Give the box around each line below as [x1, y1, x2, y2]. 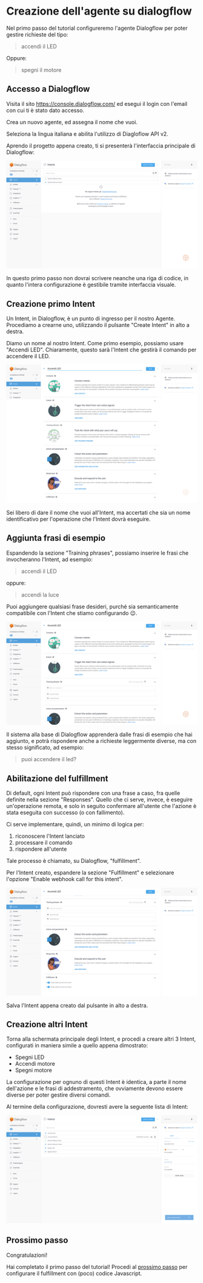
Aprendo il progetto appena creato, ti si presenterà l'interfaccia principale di [6, 142, 196, 149]
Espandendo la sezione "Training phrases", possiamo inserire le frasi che [6, 549, 189, 557]
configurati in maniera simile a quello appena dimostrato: [6, 1042, 148, 1049]
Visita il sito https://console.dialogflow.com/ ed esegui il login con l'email [6, 100, 188, 107]
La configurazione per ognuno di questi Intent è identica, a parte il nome [6, 1078, 187, 1086]
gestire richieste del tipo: [6, 30, 68, 38]
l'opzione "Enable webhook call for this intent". [6, 876, 123, 883]
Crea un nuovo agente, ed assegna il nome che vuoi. [6, 118, 138, 125]
